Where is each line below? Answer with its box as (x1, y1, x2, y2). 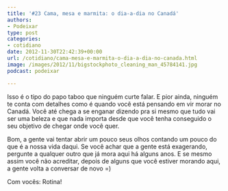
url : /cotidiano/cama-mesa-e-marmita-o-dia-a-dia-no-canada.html (7, 55, 197, 62)
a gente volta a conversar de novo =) (7, 164, 112, 172)
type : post (7, 29, 38, 36)
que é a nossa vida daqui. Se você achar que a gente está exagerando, (7, 142, 207, 150)
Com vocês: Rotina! (7, 177, 62, 186)
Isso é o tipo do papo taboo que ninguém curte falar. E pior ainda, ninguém (7, 92, 218, 100)
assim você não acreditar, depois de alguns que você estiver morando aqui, (7, 157, 221, 165)
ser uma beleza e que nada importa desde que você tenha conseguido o (7, 114, 212, 122)
